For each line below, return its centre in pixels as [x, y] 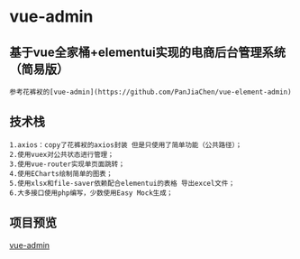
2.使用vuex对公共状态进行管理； [62, 154]
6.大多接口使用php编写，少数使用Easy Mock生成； [91, 193]
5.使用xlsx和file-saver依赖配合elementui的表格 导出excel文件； [123, 183]
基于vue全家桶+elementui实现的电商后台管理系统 [148, 52]
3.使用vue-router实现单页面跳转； [67, 164]
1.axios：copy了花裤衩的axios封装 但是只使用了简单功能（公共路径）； [126, 145]
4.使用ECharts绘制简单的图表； [61, 173]
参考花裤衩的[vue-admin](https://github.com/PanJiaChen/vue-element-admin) [150, 92]
